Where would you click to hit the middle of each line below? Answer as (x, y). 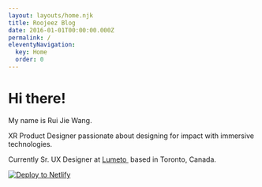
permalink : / (30, 37)
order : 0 (30, 60)
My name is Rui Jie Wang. (50, 120)
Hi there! (37, 99)
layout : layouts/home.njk (51, 15)
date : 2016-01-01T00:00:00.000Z (61, 30)
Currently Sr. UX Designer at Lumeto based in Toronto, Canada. (112, 159)
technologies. (30, 144)
